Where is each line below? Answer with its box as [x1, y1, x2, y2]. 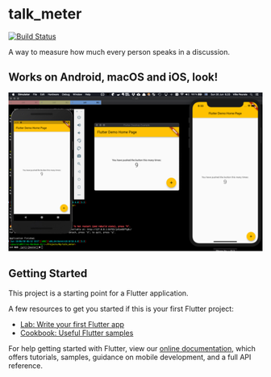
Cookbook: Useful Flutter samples [19, 328, 134, 338]
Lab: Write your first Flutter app [19, 319, 125, 329]
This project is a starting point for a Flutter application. [8, 288, 189, 298]
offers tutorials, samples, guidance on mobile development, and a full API [8, 352, 252, 362]
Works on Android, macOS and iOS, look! [8, 70, 219, 85]
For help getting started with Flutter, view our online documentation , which [8, 343, 256, 353]
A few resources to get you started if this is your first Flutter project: [8, 304, 234, 313]
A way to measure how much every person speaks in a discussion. [8, 47, 231, 56]
